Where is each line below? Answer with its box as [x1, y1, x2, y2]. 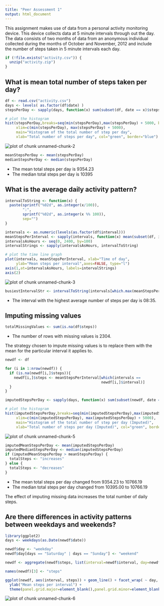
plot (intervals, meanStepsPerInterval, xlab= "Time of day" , [5, 257, 130, 262]
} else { [5, 461, 23, 466]
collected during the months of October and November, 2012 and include [5, 40, 152, 46]
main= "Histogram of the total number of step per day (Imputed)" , [16, 420, 154, 425]
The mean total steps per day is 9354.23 [12, 166, 94, 172]
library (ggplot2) [5, 533, 41, 538]
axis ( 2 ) [5, 270, 21, 275]
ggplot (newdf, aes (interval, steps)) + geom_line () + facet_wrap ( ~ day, [5, 578, 159, 583]
